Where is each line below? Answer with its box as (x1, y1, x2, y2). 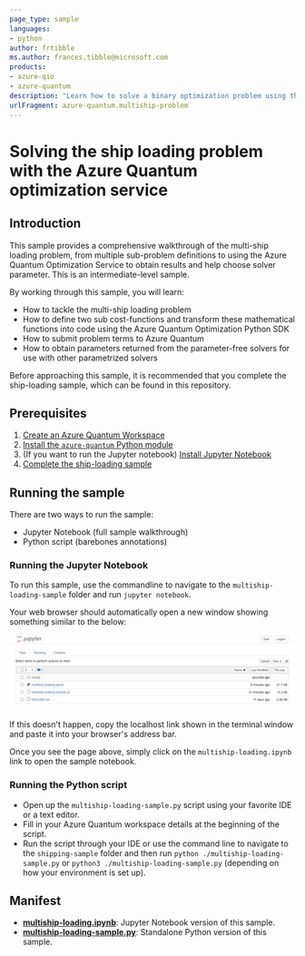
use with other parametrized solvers (22, 352, 159, 363)
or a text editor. (22, 809, 80, 820)
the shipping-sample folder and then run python (22, 847, 200, 858)
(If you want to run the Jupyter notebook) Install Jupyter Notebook (22, 449, 272, 460)
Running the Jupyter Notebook (9, 559, 148, 572)
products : (9, 63, 47, 72)
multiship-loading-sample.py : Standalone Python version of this (22, 927, 268, 938)
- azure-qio (9, 73, 54, 82)
